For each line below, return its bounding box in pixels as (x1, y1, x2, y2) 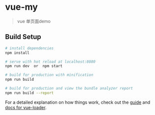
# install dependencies (5, 46, 54, 50)
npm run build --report (5, 90, 54, 95)
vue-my (5, 1, 38, 13)
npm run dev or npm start (5, 64, 63, 69)
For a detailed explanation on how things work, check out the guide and (5, 99, 151, 105)
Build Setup (5, 33, 41, 41)
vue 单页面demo (17, 18, 51, 24)
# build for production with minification (5, 72, 93, 77)
